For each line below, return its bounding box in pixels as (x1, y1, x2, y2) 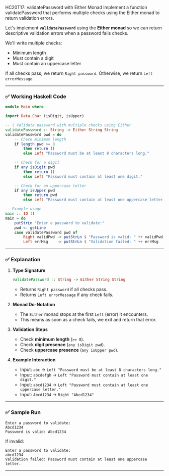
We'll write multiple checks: (5, 40, 62, 46)
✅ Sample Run (5, 409, 41, 416)
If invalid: (5, 438, 24, 444)
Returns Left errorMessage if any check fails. (20, 292, 114, 298)
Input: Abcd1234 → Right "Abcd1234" (20, 392, 95, 398)
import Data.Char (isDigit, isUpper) (5, 114, 84, 119)
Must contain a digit (12, 55, 54, 61)
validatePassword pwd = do (5, 132, 62, 137)
